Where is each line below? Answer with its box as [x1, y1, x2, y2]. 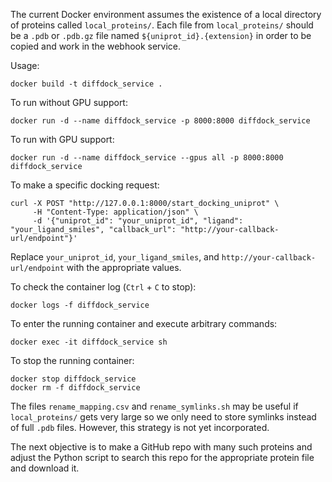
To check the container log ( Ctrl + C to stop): [10, 281, 197, 293]
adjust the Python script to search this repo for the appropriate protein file [10, 452, 315, 463]
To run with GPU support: [10, 134, 115, 145]
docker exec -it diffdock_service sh [10, 337, 168, 347]
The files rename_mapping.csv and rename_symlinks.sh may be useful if [10, 400, 299, 412]
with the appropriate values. [66, 262, 182, 273]
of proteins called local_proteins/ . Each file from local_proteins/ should [10, 19, 314, 31]
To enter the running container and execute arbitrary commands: [10, 318, 278, 329]
